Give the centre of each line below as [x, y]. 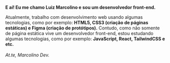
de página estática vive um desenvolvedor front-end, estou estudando [79, 33]
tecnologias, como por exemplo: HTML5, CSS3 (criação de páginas [77, 23]
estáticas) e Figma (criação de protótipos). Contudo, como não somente [82, 28]
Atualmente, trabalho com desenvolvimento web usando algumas [74, 17]
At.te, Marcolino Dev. [27, 55]
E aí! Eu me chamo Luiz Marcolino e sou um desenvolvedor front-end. [80, 7]
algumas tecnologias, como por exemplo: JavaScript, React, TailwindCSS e [85, 39]
